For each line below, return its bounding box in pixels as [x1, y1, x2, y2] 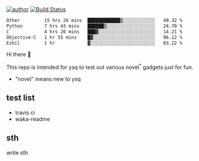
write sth [6, 149, 28, 156]
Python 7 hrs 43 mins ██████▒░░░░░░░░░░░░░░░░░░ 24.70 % [6, 23, 183, 29]
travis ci [15, 109, 35, 116]
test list [6, 93, 35, 103]
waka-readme [15, 115, 50, 122]
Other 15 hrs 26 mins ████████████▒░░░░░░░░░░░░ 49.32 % [6, 18, 183, 24]
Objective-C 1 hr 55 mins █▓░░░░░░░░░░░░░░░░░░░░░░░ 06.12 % [6, 34, 183, 41]
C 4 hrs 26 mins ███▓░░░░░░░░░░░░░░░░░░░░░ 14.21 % [6, 28, 183, 34]
